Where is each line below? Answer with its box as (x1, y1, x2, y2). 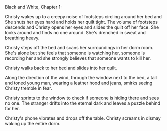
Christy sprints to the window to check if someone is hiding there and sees (5, 95, 159, 101)
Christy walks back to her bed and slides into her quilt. (5, 65, 117, 71)
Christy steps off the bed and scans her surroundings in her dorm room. (5, 45, 154, 50)
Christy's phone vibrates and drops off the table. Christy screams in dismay (5, 115, 161, 121)
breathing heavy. (5, 35, 40, 41)
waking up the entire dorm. (5, 121, 61, 126)
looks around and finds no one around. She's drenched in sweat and (5, 30, 146, 35)
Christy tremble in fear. (5, 85, 52, 91)
